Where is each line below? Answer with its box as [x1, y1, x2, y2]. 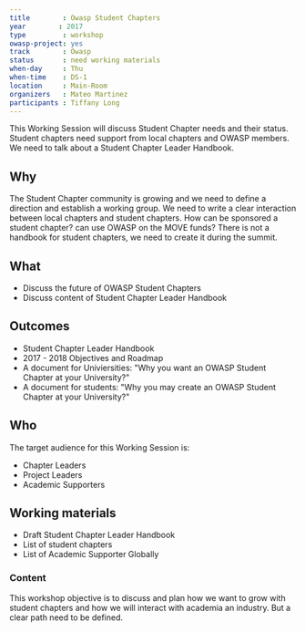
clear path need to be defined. [9, 612, 124, 623]
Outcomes [9, 318, 70, 334]
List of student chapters [22, 539, 113, 550]
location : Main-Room [9, 81, 107, 90]
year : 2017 [9, 22, 84, 31]
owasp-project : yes [9, 38, 84, 48]
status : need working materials [9, 56, 161, 65]
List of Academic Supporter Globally [22, 549, 159, 560]
